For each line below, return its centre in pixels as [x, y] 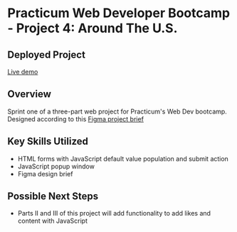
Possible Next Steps [53, 197]
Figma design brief [45, 173]
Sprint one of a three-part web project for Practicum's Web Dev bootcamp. [117, 111]
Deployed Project [46, 55]
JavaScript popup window [56, 166]
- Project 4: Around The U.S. [93, 28]
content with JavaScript [52, 221]
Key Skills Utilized [48, 142]
